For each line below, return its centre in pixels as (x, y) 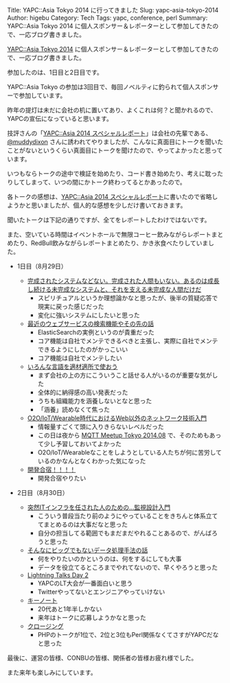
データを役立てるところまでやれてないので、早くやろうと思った (128, 567)
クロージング (45, 626)
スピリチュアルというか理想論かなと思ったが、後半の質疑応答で (128, 298)
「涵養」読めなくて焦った (73, 409)
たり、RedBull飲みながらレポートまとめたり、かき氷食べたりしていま (111, 243)
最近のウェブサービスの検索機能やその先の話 (91, 324)
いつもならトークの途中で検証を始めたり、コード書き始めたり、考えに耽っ (112, 173)
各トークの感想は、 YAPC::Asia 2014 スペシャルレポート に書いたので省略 (110, 197)
